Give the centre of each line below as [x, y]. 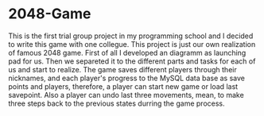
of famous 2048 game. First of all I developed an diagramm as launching [127, 52]
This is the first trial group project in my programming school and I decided [131, 36]
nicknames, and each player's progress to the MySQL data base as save [126, 78]
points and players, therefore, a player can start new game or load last [123, 86]
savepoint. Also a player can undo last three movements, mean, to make [126, 95]
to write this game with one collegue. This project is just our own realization [132, 44]
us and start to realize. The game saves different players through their [122, 69]
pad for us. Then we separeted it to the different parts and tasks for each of [132, 61]
